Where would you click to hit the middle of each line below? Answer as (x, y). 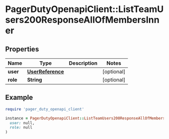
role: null (21, 127)
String (34, 80)
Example (19, 98)
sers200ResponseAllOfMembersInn (82, 20)
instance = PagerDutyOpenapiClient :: (45, 118)
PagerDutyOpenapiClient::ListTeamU (84, 9)
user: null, (22, 123)
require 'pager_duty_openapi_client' (45, 109)
